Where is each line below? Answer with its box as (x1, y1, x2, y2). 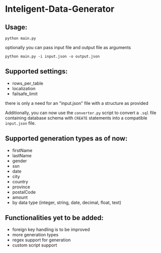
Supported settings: (5, 67, 68, 76)
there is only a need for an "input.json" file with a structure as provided (5, 100, 149, 106)
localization (12, 85, 36, 91)
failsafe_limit (12, 91, 38, 97)
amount (12, 194, 28, 200)
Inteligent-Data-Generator (5, 3, 114, 15)
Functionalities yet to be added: (5, 214, 104, 222)
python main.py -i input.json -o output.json (5, 54, 100, 59)
